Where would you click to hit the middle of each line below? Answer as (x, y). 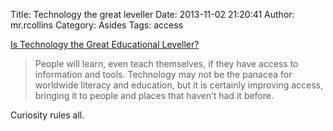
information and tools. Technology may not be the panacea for (163, 74)
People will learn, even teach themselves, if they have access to (166, 63)
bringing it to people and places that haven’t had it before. (154, 95)
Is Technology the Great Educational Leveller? (105, 44)
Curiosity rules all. (47, 115)
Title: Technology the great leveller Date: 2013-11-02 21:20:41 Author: (152, 14)
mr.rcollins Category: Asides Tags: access (97, 25)
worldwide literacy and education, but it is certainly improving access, (179, 85)
